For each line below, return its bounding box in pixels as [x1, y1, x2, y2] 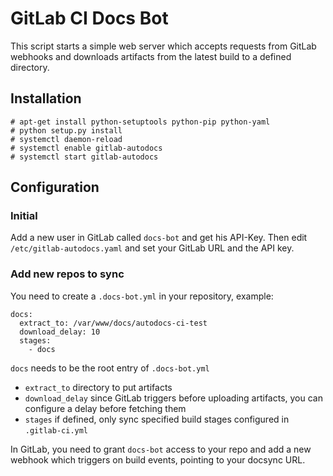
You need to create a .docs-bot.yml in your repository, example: [10, 290, 274, 302]
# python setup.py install [10, 125, 123, 136]
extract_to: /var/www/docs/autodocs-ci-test [19, 318, 208, 328]
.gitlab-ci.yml [24, 425, 89, 436]
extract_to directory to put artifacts [24, 381, 173, 393]
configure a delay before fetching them [24, 402, 187, 414]
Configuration [10, 179, 100, 196]
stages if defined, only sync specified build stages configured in [24, 413, 290, 425]
